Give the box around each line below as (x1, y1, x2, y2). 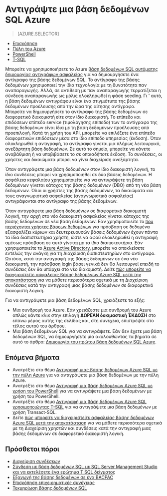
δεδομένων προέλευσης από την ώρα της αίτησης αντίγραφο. (5, 103, 136, 109)
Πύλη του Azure (12, 46, 46, 52)
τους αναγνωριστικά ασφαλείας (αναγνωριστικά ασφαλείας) (5, 193, 134, 199)
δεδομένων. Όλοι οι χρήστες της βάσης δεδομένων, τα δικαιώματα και (5, 187, 153, 193)
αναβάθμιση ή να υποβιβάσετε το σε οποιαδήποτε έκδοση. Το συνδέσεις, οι (5, 151, 163, 157)
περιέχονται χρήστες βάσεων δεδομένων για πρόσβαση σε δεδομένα (5, 224, 150, 230)
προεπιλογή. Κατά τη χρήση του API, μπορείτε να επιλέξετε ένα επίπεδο (5, 130, 156, 136)
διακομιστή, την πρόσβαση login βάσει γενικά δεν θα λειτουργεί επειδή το (5, 261, 160, 267)
